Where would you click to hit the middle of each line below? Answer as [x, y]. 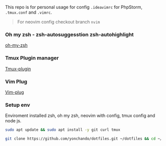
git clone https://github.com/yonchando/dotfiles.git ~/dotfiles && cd [80, 139]
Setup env [18, 105]
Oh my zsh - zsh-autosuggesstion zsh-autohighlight [70, 34]
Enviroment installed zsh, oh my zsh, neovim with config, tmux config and [80, 116]
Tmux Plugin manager [32, 58]
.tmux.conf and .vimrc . [29, 12]
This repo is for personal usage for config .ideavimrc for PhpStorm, [74, 7]
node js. [13, 121]
